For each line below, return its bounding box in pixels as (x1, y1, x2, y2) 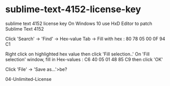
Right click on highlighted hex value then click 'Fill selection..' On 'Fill (5, 51, 150, 57)
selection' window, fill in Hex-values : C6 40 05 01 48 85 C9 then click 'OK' (5, 56, 163, 62)
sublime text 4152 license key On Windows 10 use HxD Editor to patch (5, 20, 152, 26)
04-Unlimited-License (5, 76, 52, 82)
